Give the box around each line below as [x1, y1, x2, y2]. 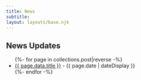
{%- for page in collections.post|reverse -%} [14, 56, 123, 63]
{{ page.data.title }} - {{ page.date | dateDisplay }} [14, 62, 136, 70]
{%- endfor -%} [14, 68, 53, 75]
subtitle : [6, 14, 30, 20]
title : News [6, 8, 35, 14]
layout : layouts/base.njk [6, 19, 69, 25]
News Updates [6, 41, 61, 50]
